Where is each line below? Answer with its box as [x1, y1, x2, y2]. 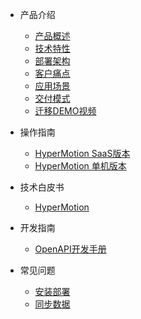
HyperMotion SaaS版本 [34, 148, 131, 159]
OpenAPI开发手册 [34, 243, 107, 255]
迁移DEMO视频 [34, 105, 97, 117]
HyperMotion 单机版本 [34, 160, 127, 172]
